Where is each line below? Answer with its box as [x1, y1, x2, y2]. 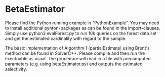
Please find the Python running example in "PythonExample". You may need [5, 20, 160, 26]
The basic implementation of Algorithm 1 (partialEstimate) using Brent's [5, 45, 150, 51]
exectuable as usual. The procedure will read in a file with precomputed [5, 55, 151, 61]
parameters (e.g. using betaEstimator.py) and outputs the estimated [5, 61, 143, 67]
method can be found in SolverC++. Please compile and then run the [5, 50, 145, 56]
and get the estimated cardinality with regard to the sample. [5, 36, 127, 41]
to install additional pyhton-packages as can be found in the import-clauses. [5, 25, 161, 31]
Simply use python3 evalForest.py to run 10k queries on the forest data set [5, 30, 157, 36]
